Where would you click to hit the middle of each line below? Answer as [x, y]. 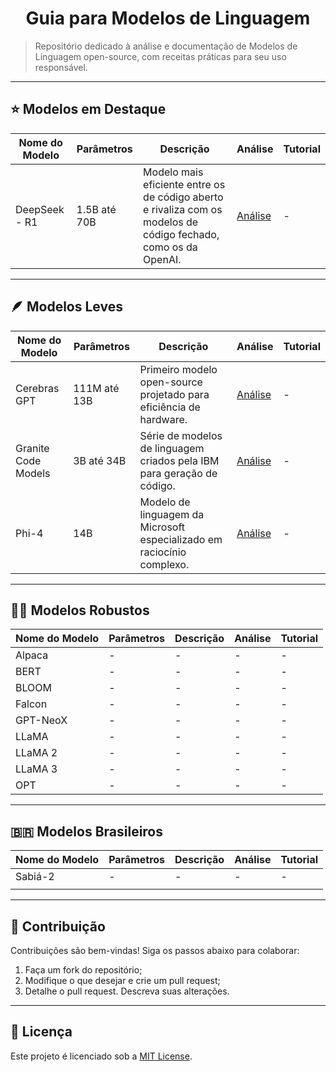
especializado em [181, 539]
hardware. [163, 419]
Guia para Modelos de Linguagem [168, 18]
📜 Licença [41, 1032]
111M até [96, 388]
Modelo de [165, 502]
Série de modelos [181, 435]
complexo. [164, 564]
